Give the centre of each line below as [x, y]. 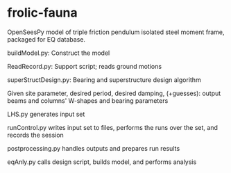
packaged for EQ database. [46, 39]
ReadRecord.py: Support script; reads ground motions [84, 66]
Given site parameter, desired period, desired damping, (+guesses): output [114, 93]
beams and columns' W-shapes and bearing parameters [88, 100]
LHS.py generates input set [46, 114]
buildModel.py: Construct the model [59, 53]
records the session [35, 135]
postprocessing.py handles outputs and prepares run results [94, 148]
